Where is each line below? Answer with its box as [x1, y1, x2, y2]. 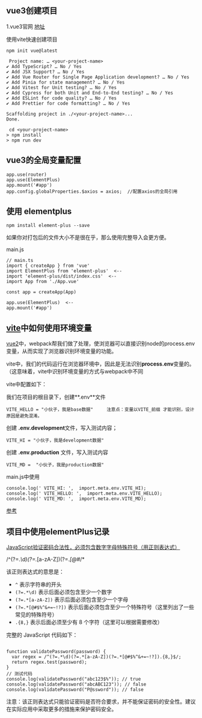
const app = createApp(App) [6, 289, 77, 295]
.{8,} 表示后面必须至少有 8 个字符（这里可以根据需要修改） [14, 619, 164, 626]
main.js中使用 [6, 473, 40, 481]
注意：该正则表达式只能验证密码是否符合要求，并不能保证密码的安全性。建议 [6, 698, 196, 705]
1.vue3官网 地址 [6, 23, 45, 30]
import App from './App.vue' [6, 279, 79, 285]
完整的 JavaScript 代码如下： [6, 631, 78, 638]
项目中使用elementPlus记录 [6, 526, 110, 537]
